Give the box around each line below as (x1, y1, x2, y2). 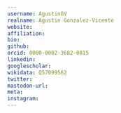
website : (7, 23, 33, 30)
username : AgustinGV (7, 10, 68, 18)
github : (7, 43, 30, 50)
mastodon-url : (7, 82, 49, 89)
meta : (7, 88, 23, 95)
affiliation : (7, 29, 45, 37)
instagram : (7, 95, 39, 102)
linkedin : (7, 56, 36, 63)
